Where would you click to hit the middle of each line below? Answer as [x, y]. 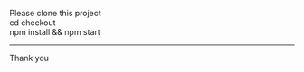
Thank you [29, 58]
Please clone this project [55, 13]
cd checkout [33, 22]
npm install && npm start [55, 32]
